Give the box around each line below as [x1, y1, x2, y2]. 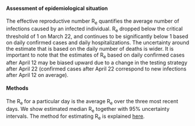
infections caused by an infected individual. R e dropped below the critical [6, 25, 183, 33]
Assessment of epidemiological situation [6, 5, 108, 12]
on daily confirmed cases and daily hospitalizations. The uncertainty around [6, 38, 189, 46]
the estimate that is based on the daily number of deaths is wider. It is [6, 45, 174, 52]
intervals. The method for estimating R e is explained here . [6, 113, 145, 121]
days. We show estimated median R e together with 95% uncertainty [6, 105, 170, 114]
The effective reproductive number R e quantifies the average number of [6, 17, 180, 26]
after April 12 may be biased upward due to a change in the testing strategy [6, 59, 187, 66]
